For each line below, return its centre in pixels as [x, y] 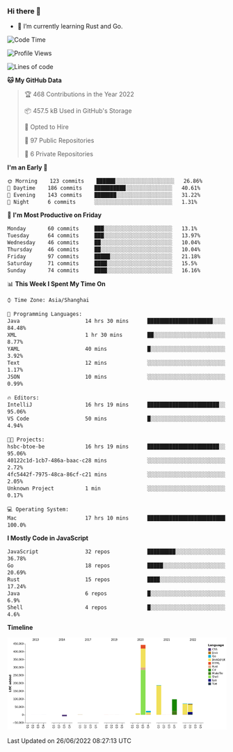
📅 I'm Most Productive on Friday [55, 215]
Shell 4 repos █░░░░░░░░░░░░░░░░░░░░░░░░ [116, 608]
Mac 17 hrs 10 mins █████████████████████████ [116, 518]
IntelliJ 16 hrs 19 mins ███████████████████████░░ [116, 405]
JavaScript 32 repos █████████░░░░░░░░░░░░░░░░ [116, 552]
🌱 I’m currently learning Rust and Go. [70, 27]
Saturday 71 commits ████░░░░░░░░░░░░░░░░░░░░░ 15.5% [102, 264]
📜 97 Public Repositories [59, 141]
